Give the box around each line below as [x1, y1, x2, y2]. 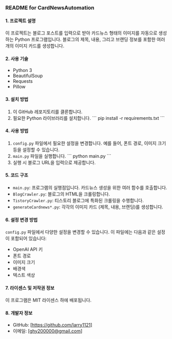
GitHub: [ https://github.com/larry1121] [12, 322, 92, 328]
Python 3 [12, 67, 32, 74]
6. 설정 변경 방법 [5, 217, 38, 223]
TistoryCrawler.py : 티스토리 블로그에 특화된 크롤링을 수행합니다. [12, 197, 144, 203]
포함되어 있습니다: [10, 236, 47, 242]
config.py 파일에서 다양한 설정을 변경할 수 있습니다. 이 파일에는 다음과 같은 [5, 229, 156, 235]
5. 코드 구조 [5, 172, 28, 179]
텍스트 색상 [12, 272, 35, 278]
